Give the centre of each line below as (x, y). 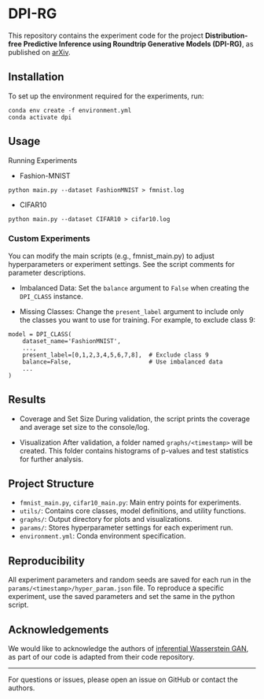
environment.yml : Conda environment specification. (103, 536)
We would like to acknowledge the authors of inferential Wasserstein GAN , (128, 649)
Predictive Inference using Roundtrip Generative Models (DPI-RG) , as (138, 43)
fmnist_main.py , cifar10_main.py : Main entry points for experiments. (130, 503)
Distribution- (226, 35)
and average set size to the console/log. (84, 427)
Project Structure (51, 484)
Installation (36, 77)
